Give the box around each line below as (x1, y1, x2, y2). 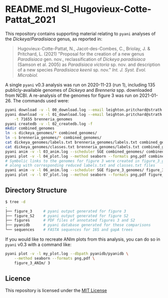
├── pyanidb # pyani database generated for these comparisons (5, 223, 151, 228)
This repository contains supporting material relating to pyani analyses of (5, 30, 156, 36)
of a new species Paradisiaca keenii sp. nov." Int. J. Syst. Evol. (17, 66, 146, 73)
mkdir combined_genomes (5, 126, 55, 131)
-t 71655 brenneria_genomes (14, 116, 72, 122)
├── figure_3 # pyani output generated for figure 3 (5, 209, 126, 214)
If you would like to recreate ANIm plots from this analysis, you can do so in (5, 236, 160, 242)
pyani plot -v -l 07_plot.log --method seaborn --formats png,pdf (5, 172, 146, 178)
